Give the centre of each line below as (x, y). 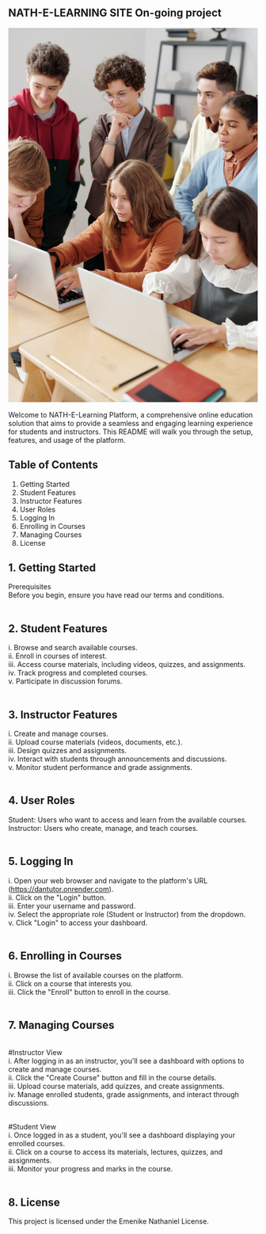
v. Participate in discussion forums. (65, 681)
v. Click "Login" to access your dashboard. (78, 923)
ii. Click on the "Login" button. (57, 897)
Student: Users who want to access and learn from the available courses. (128, 820)
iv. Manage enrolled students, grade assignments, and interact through (124, 1095)
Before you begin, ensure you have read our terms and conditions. (116, 595)
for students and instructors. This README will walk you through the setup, (131, 432)
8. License (34, 1202)
